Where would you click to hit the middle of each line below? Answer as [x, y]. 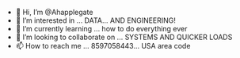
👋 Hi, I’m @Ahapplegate [54, 12]
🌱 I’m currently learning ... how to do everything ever [101, 29]
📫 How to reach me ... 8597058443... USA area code [103, 46]
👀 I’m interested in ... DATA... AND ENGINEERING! [96, 20]
